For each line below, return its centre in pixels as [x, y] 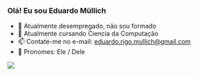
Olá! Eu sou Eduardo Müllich [57, 11]
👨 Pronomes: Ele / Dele [51, 52]
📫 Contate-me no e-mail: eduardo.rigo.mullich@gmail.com [104, 42]
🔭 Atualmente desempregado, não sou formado [87, 26]
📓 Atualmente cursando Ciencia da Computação [88, 33]
